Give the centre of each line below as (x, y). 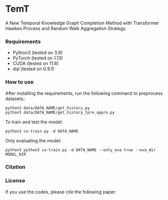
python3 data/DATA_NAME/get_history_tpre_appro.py (60, 112)
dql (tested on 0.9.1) (33, 69)
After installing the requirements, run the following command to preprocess (84, 93)
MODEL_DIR (16, 154)
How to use (20, 82)
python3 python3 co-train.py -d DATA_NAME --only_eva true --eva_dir (81, 150)
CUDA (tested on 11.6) (36, 64)
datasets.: (16, 98)
